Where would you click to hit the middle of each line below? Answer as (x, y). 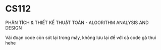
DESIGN (14, 27)
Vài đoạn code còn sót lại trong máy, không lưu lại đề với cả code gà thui (81, 37)
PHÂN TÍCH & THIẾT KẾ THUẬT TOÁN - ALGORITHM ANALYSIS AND (77, 22)
